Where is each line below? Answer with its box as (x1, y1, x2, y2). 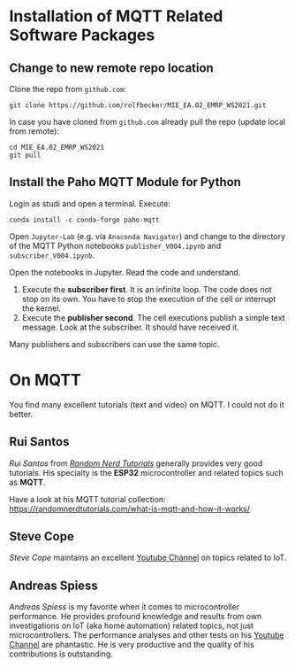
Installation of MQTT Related (9, 6, 223, 27)
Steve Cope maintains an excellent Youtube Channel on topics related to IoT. (9, 552, 287, 563)
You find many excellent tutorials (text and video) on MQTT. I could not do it (9, 399, 284, 409)
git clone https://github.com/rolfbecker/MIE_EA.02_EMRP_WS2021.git (9, 101, 267, 110)
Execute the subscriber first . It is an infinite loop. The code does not (21, 284, 272, 294)
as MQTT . (9, 477, 46, 487)
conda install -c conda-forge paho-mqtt (9, 215, 161, 224)
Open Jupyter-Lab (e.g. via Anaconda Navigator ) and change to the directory (9, 230, 285, 241)
